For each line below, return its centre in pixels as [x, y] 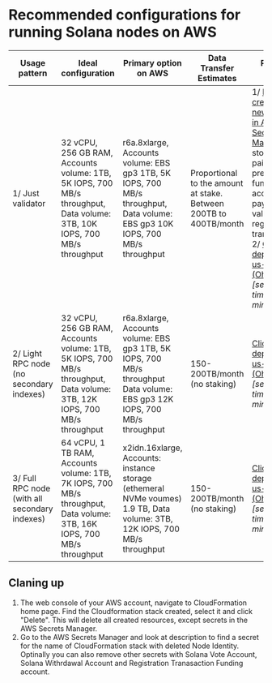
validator [29, 203]
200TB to [208, 213]
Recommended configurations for [125, 15]
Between [207, 203]
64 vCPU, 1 [83, 442]
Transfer [217, 68]
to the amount [217, 183]
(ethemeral [143, 488]
